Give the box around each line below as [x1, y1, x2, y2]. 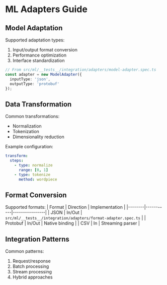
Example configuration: [5, 144, 54, 150]
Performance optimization [12, 52, 67, 58]
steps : [10, 158, 24, 163]
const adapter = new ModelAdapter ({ [5, 72, 82, 77]
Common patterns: [5, 248, 44, 254]
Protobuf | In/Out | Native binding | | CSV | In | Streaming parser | [5, 220, 140, 226]
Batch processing [12, 263, 49, 269]
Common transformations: [5, 113, 59, 120]
